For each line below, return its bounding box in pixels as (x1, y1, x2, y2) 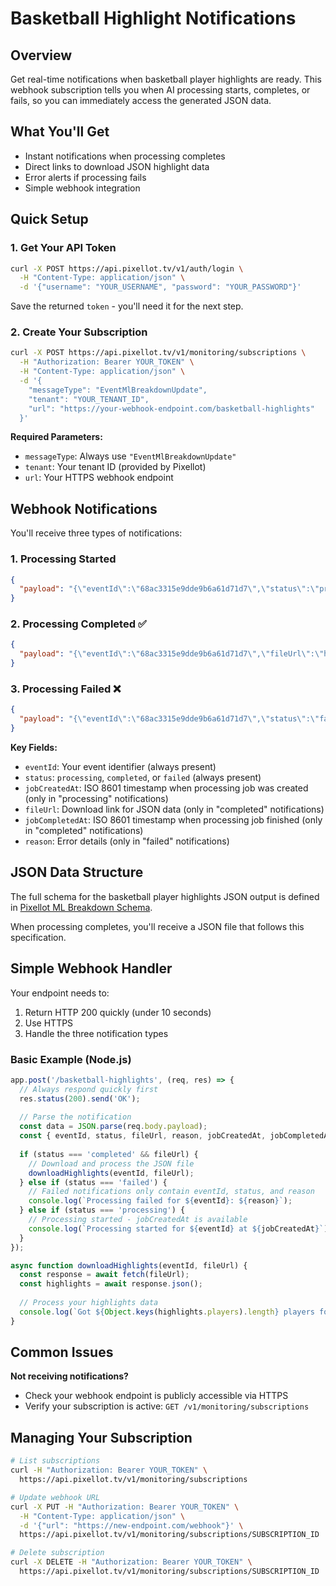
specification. (10, 931, 67, 943)
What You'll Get (10, 123, 110, 141)
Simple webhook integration (24, 182, 141, 194)
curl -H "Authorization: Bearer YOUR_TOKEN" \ (10, 1465, 208, 1476)
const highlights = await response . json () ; (19, 1279, 203, 1289)
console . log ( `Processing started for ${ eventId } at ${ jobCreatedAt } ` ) (28, 1223, 329, 1234)
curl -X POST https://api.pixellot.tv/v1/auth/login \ (10, 263, 244, 274)
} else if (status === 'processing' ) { (19, 1205, 186, 1216)
